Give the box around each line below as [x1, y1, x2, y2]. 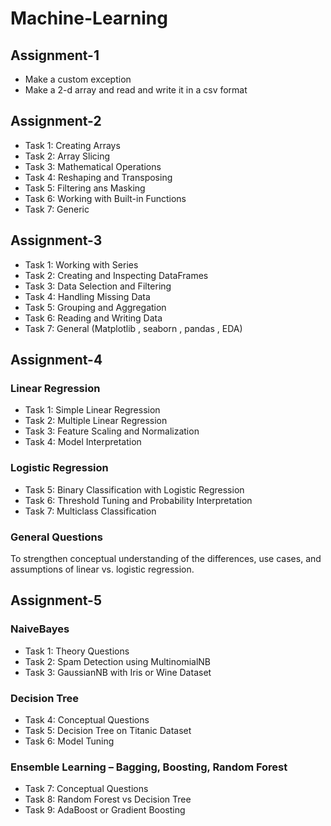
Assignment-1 [10, 47, 100, 64]
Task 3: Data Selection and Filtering [24, 280, 172, 292]
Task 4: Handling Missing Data [24, 290, 151, 302]
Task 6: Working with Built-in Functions [24, 192, 187, 204]
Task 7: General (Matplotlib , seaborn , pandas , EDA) [24, 322, 243, 334]
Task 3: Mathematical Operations [24, 160, 162, 172]
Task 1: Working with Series [24, 258, 139, 271]
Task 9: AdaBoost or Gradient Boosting [24, 804, 186, 816]
